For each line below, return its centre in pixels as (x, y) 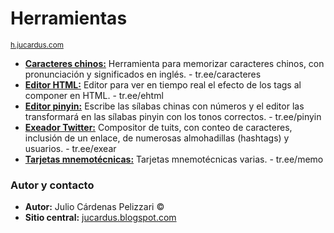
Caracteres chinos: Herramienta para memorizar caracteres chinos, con (174, 63)
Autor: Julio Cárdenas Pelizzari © (94, 207)
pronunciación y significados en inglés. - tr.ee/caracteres (143, 74)
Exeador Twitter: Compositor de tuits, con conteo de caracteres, (158, 127)
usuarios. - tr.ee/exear (70, 148)
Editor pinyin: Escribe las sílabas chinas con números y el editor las (164, 106)
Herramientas (69, 18)
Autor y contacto (52, 185)
